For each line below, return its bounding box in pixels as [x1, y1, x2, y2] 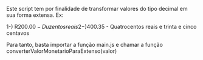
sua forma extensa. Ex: [6, 11, 64, 19]
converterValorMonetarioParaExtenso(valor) [6, 47, 117, 55]
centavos [6, 29, 30, 37]
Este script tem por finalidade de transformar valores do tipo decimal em [6, 5, 188, 12]
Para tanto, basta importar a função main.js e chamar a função [6, 41, 163, 48]
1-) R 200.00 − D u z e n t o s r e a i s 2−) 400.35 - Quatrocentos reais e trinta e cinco [6, 23, 197, 30]
